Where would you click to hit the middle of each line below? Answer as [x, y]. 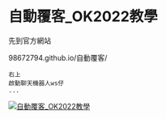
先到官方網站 [30, 40]
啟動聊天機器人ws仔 [36, 83]
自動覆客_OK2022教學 [83, 17]
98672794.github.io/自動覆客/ [58, 57]
